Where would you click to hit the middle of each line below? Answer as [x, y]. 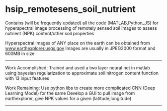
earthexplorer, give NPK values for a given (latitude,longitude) [68, 98]
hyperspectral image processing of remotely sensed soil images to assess [81, 28]
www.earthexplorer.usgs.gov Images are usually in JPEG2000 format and [80, 48]
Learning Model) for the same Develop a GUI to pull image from [70, 93]
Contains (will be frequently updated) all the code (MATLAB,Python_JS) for [82, 23]
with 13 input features [27, 78]
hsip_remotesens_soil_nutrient [70, 9]
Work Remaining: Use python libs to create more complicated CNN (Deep [80, 88]
